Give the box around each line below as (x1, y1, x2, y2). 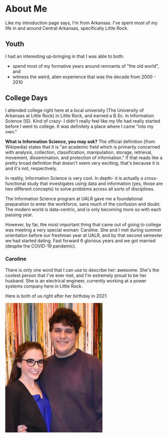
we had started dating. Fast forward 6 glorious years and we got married (5, 237, 156, 244)
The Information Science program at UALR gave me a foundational (5, 196, 143, 202)
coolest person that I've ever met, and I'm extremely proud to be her (5, 272, 147, 278)
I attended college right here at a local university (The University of (5, 107, 144, 113)
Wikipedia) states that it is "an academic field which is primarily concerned (5, 143, 160, 150)
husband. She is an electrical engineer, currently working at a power (5, 277, 147, 283)
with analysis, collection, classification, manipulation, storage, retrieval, (5, 149, 152, 155)
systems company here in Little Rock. (5, 283, 83, 289)
